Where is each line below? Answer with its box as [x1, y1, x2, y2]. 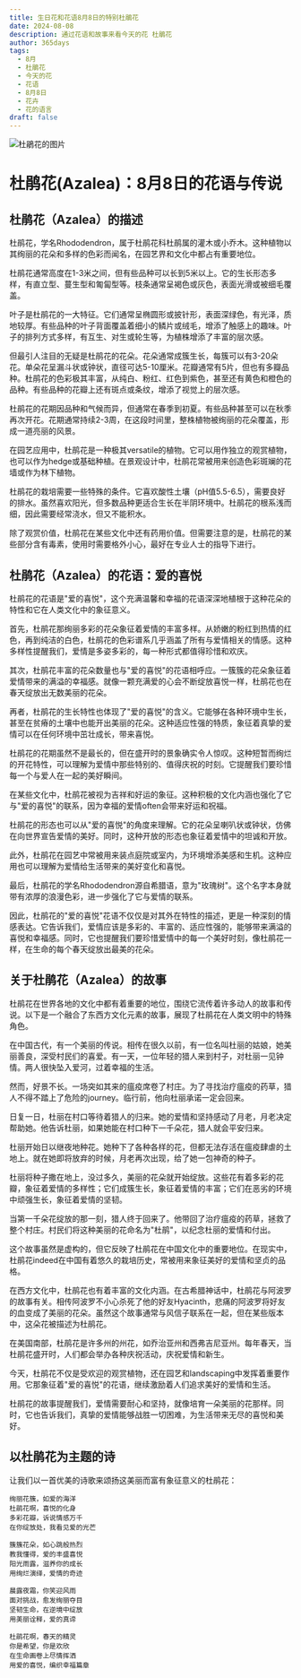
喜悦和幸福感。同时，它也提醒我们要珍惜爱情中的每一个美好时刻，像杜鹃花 [9, 932, 284, 943]
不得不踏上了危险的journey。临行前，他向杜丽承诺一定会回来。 [16, 1092, 249, 1103]
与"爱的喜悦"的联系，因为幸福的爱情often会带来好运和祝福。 [9, 800, 233, 811]
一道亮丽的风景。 [16, 426, 81, 437]
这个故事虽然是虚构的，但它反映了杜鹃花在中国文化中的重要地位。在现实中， [9, 1243, 292, 1254]
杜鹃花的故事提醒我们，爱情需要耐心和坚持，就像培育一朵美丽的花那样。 [9, 1397, 276, 1408]
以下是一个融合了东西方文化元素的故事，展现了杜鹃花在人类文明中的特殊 [24, 1009, 292, 1020]
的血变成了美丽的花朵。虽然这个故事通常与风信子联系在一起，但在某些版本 [9, 1307, 284, 1318]
